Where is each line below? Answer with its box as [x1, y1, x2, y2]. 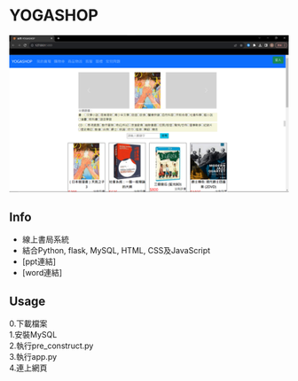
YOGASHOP [9, 5, 99, 26]
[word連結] [21, 268, 63, 278]
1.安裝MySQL [9, 330, 58, 340]
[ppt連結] [21, 256, 56, 267]
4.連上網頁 [9, 362, 48, 373]
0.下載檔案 [9, 318, 48, 329]
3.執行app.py [9, 352, 58, 362]
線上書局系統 [21, 234, 69, 245]
